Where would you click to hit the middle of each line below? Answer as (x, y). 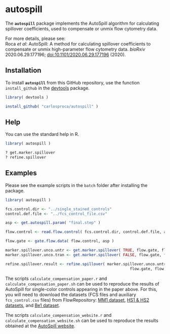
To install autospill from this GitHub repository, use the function (73, 82)
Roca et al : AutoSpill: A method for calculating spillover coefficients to (78, 43)
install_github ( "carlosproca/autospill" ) (52, 106)
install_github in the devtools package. (48, 88)
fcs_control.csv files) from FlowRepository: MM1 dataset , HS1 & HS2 (77, 300)
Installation (23, 70)
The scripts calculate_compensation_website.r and (58, 315)
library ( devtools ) (27, 97)
